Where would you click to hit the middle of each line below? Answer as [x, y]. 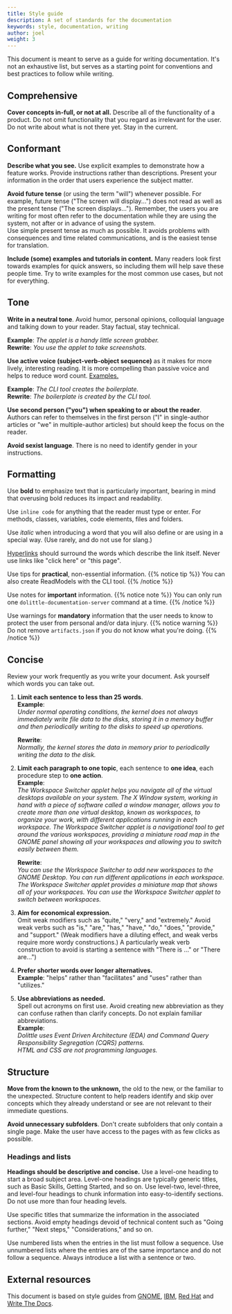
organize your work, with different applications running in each [107, 820]
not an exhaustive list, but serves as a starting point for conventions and [110, 67]
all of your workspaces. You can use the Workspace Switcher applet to [119, 892]
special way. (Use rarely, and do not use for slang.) [80, 540]
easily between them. [48, 849]
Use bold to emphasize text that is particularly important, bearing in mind [111, 491]
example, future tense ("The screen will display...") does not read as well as [115, 201]
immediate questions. [38, 1111]
